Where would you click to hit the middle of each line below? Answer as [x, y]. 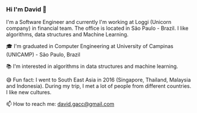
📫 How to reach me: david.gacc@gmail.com [60, 104]
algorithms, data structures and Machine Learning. [67, 35]
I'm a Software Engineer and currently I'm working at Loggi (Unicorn [89, 22]
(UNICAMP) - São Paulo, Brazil [43, 54]
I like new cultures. [29, 93]
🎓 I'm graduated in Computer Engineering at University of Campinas [90, 46]
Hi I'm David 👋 [26, 9]
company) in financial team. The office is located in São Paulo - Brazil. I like [97, 28]
